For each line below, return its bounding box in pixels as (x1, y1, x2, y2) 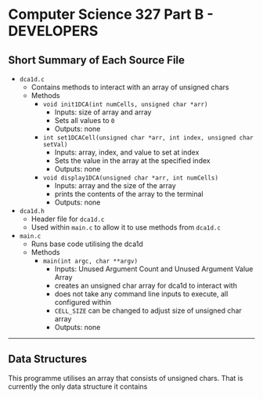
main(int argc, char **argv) (42, 257, 139, 265)
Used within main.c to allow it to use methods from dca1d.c (31, 223, 222, 232)
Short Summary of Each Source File (8, 53, 186, 67)
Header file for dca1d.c (31, 214, 105, 223)
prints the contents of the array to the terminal (54, 190, 204, 198)
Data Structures (8, 353, 88, 366)
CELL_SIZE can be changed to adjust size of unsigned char (54, 306, 243, 315)
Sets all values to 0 (54, 116, 115, 125)
